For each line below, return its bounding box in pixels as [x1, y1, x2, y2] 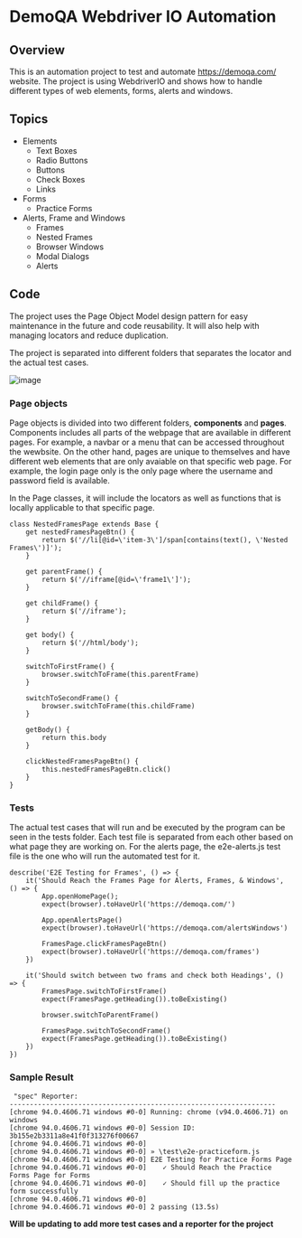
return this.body [41, 733, 106, 742]
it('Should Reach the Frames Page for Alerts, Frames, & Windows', [25, 877, 284, 886]
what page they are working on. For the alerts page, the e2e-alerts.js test [9, 841, 281, 852]
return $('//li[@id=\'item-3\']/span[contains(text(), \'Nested [41, 535, 288, 544]
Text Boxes [35, 145, 78, 155]
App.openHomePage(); [41, 892, 119, 901]
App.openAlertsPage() [41, 915, 124, 925]
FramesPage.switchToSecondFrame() [41, 1027, 171, 1036]
